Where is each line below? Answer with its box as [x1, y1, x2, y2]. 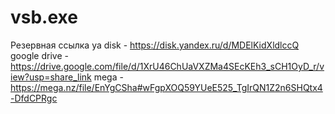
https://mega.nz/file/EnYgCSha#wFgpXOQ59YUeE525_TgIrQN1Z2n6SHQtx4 [10, 81, 323, 93]
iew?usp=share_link [10, 71, 92, 83]
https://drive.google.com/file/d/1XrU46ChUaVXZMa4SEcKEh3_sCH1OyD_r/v [10, 60, 325, 72]
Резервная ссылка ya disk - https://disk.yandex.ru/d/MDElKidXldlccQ [10, 39, 300, 51]
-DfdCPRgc [10, 92, 58, 104]
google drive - [10, 49, 69, 61]
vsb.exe [10, 6, 78, 29]
